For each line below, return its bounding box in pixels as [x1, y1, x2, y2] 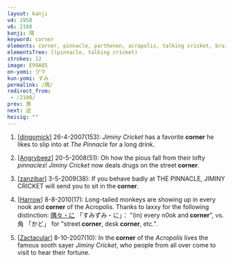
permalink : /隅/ [7, 81, 53, 88]
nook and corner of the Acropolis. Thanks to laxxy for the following [17, 202, 209, 211]
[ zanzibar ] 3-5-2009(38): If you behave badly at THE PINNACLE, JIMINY [17, 174, 225, 183]
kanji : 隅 [7, 29, 35, 37]
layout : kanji [7, 10, 49, 17]
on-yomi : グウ [7, 68, 46, 75]
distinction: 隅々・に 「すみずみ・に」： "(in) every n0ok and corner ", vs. [17, 211, 224, 219]
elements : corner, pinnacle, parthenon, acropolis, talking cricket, [7, 42, 213, 49]
